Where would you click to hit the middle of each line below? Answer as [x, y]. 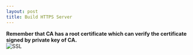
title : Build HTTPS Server [39, 17]
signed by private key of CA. [42, 40]
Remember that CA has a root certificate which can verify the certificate [97, 33]
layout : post [22, 11]
